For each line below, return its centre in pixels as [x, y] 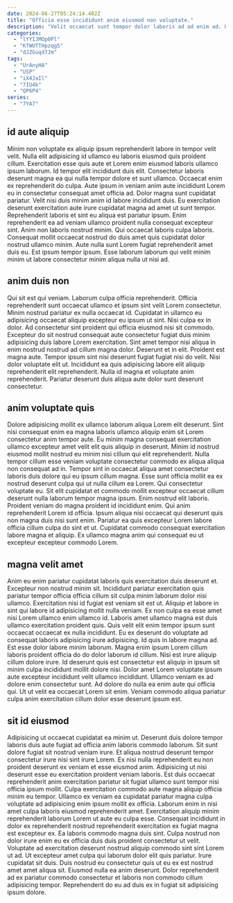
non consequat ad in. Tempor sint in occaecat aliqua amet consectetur [108, 469]
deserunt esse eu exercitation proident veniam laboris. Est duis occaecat [111, 774]
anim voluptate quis [51, 407]
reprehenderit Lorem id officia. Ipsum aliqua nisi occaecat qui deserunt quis [115, 513]
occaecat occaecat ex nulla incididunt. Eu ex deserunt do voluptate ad [107, 633]
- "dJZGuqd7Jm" [35, 53]
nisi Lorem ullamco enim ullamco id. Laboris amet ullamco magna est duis [112, 618]
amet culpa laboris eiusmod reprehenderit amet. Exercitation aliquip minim [113, 811]
